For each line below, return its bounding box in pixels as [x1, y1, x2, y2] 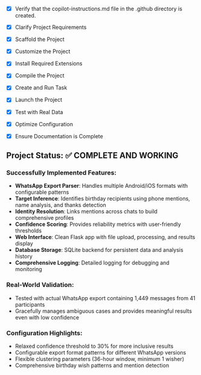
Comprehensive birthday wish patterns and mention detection [14, 362, 170, 369]
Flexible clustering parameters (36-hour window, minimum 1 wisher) [14, 355, 184, 362]
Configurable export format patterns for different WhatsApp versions [14, 348, 187, 356]
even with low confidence [14, 313, 80, 321]
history [14, 253, 33, 260]
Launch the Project [14, 96, 62, 103]
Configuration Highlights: [6, 329, 83, 337]
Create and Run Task [14, 84, 68, 91]
